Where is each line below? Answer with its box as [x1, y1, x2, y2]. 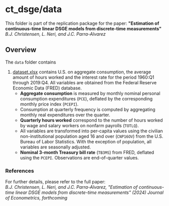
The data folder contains [5, 59, 57, 65]
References [5, 167, 34, 174]
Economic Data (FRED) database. [12, 85, 82, 91]
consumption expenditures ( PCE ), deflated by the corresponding [20, 95, 153, 101]
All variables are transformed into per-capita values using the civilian [20, 128, 163, 134]
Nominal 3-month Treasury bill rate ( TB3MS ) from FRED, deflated [20, 149, 154, 155]
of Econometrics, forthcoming [5, 195, 68, 201]
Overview [5, 45, 37, 54]
